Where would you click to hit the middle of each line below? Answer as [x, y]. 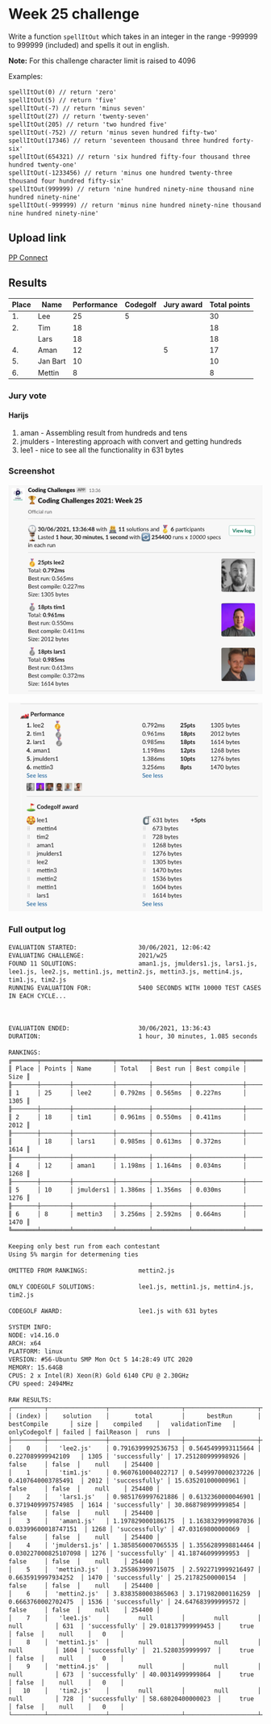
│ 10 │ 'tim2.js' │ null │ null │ [135, 1690]
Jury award [183, 305]
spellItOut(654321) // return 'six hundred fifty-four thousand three [129, 157]
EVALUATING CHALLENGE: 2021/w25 [88, 955]
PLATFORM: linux [35, 1351]
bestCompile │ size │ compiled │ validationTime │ [122, 1424]
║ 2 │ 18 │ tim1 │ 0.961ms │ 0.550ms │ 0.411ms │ [128, 1117]
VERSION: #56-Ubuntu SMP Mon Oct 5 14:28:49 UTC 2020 [101, 1359]
